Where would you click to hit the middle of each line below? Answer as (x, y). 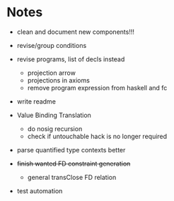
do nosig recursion (55, 128)
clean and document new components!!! (76, 32)
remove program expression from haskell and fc (97, 87)
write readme (36, 101)
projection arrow (51, 73)
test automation (40, 190)
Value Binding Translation (54, 115)
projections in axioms (58, 80)
